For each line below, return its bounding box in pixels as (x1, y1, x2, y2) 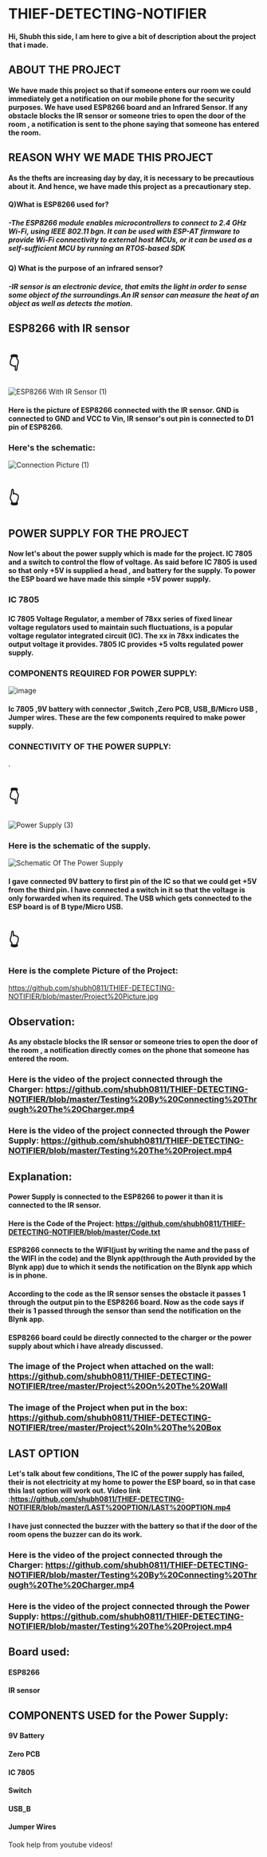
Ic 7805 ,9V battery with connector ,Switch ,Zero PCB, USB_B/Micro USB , (8, 704, 258, 713)
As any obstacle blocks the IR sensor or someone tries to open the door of (8, 1037, 258, 1046)
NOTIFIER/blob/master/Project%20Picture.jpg (8, 991, 159, 1001)
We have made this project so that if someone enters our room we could (8, 85, 251, 95)
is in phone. (8, 1270, 48, 1280)
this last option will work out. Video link (8, 1486, 141, 1495)
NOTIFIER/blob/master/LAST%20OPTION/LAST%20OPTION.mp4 (8, 1503, 231, 1513)
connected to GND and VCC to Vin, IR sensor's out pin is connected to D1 (8, 414, 254, 423)
